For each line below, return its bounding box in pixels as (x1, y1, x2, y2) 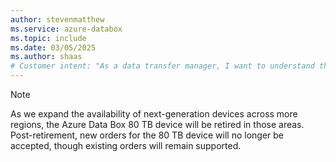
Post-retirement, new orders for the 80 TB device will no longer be (10, 129, 284, 141)
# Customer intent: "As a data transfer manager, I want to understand (10, 61, 315, 71)
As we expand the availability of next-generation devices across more (10, 108, 298, 120)
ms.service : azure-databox (10, 24, 123, 34)
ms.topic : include (10, 33, 87, 43)
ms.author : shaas (10, 52, 83, 62)
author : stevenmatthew (10, 14, 105, 25)
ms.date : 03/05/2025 (10, 42, 97, 53)
